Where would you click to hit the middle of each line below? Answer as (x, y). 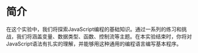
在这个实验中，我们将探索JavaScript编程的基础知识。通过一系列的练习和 (94, 29)
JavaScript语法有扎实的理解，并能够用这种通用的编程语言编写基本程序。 (94, 44)
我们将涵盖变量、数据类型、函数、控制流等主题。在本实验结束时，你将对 (104, 36)
